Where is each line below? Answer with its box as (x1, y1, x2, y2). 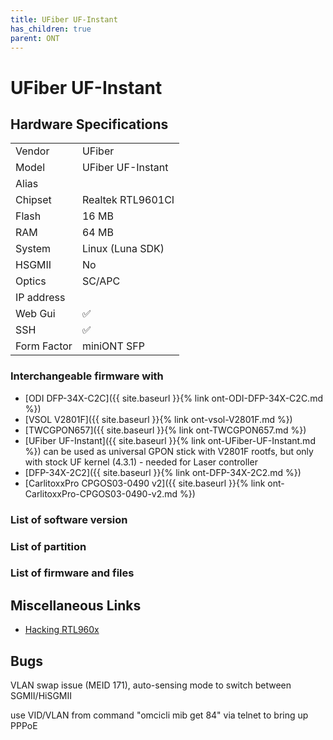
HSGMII (15, 258, 52, 272)
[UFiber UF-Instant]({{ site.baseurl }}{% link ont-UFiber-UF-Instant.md (24, 434, 316, 446)
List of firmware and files (10, 566, 135, 580)
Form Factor (15, 339, 73, 353)
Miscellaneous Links (10, 597, 142, 614)
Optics (15, 274, 47, 288)
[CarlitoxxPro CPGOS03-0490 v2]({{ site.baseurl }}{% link (24, 477, 266, 489)
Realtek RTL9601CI (81, 193, 175, 207)
